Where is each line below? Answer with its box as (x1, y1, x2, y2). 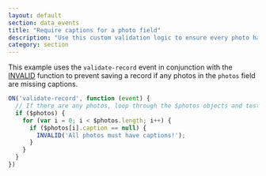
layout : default (8, 11, 62, 20)
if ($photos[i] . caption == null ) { (28, 124, 147, 132)
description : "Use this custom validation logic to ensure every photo (8, 33, 249, 42)
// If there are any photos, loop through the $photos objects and (15, 102, 243, 110)
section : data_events (8, 19, 80, 27)
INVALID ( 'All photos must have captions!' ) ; (36, 131, 186, 139)
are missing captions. (8, 80, 78, 89)
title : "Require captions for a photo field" (8, 26, 161, 34)
